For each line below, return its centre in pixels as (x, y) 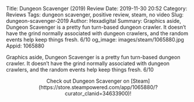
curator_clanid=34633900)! (98, 93)
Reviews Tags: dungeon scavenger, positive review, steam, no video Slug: (95, 15)
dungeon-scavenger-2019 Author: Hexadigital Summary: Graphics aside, (93, 21)
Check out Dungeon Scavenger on (88, 81)
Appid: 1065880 (25, 46)
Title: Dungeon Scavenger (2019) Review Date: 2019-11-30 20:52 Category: (97, 8)
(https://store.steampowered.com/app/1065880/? (98, 87)
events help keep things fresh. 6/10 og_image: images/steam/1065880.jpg (95, 40)
